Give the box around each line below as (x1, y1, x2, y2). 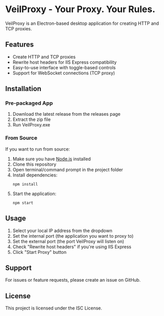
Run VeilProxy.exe (12, 122, 51, 128)
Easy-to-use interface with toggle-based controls (12, 64, 116, 70)
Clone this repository (12, 161, 57, 167)
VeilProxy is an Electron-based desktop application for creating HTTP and (5, 20, 159, 26)
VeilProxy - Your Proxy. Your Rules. (5, 4, 155, 15)
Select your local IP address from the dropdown (12, 228, 112, 234)
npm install (12, 182, 38, 187)
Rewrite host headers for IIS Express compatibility (12, 59, 117, 65)
